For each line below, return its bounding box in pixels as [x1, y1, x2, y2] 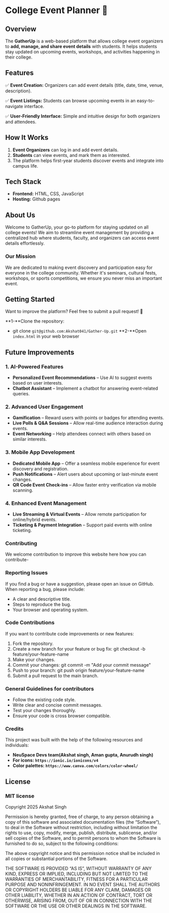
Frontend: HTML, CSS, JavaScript [12, 191, 84, 197]
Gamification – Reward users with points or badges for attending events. [12, 415, 164, 421]
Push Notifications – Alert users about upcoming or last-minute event [12, 471, 158, 477]
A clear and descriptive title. [12, 596, 72, 602]
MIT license [5, 792, 34, 799]
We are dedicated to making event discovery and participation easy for [5, 264, 153, 271]
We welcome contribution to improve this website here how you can [5, 551, 146, 557]
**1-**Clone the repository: [5, 318, 65, 325]
